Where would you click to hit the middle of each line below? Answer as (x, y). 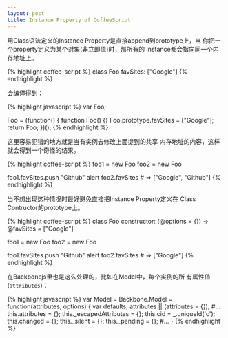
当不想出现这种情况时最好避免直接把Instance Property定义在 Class (102, 199)
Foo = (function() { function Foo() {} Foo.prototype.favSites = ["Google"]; (111, 120)
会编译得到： (25, 93)
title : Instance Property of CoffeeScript (69, 20)
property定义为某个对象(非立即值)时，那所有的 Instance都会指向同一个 (113, 49)
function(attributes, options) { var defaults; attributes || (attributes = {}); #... (114, 306)
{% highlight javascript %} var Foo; (57, 107)
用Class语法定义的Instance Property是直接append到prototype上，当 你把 (111, 40)
